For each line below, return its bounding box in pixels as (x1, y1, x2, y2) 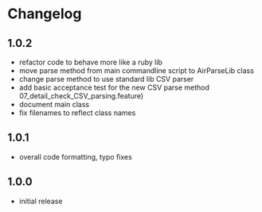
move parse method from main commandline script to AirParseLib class (18, 66, 254, 75)
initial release (18, 196, 63, 206)
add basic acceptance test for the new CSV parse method (18, 83, 210, 92)
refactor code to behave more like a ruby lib (18, 57, 162, 67)
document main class (18, 100, 90, 109)
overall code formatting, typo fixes (18, 152, 132, 161)
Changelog (7, 5, 82, 23)
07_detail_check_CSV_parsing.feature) (18, 91, 144, 100)
